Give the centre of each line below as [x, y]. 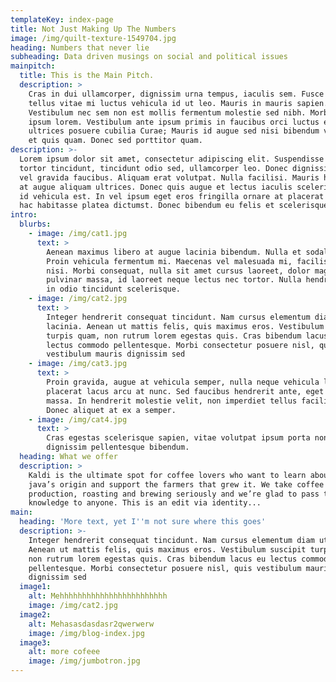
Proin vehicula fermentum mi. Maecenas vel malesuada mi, [169, 261]
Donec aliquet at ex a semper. [111, 410]
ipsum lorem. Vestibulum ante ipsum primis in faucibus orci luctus [174, 122]
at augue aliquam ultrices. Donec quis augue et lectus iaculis [156, 187]
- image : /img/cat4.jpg [78, 419]
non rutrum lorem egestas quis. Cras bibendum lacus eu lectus [163, 559]
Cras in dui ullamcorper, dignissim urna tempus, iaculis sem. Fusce [176, 94]
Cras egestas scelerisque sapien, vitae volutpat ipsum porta [178, 438]
